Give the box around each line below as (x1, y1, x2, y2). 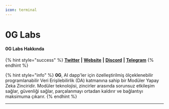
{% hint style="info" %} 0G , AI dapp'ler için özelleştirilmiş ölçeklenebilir (5, 72, 153, 78)
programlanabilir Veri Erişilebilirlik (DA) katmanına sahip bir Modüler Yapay (5, 77, 159, 83)
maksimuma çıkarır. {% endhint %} (5, 93, 77, 99)
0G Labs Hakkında (5, 46, 44, 52)
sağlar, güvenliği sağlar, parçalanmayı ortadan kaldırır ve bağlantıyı (5, 88, 143, 94)
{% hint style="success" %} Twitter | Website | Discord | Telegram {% (5, 57, 154, 63)
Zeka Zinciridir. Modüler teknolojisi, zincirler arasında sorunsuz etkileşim (5, 83, 155, 89)
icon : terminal (5, 7, 37, 13)
